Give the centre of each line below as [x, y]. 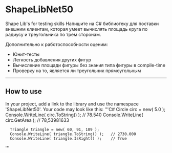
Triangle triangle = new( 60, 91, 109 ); [55, 129]
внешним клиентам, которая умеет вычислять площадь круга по [77, 29]
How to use [24, 91]
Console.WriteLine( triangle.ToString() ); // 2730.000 [73, 134]
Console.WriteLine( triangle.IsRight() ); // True [68, 138]
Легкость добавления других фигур [52, 59]
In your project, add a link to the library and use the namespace [72, 104]
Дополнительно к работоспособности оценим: [57, 44]
